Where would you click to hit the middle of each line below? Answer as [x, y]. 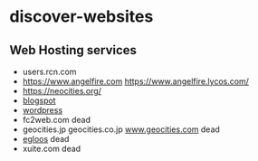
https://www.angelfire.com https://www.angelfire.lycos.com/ [135, 81]
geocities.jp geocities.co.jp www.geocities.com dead [121, 129]
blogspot [39, 100]
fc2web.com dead [56, 120]
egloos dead [46, 139]
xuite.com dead [52, 148]
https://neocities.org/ [62, 91]
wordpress [43, 110]
